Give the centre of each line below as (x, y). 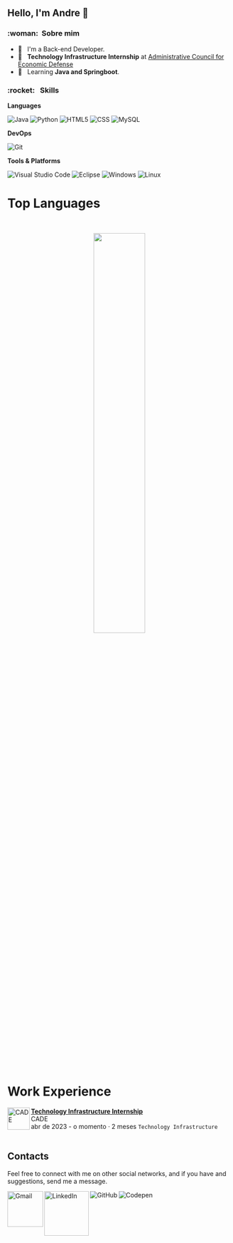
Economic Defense (45, 64)
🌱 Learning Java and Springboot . (68, 71)
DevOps (20, 133)
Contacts (28, 1156)
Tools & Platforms (34, 160)
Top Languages (54, 203)
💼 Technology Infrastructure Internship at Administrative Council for (121, 56)
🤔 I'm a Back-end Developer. (61, 49)
